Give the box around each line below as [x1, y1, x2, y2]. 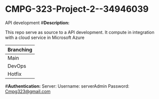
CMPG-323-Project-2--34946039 [5, 3, 149, 15]
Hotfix [7, 70, 22, 77]
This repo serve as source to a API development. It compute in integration [5, 29, 155, 35]
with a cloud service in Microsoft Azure [5, 34, 85, 40]
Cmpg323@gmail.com [5, 88, 51, 94]
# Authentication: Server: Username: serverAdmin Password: [5, 83, 129, 89]
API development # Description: [5, 20, 70, 26]
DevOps [7, 63, 27, 69]
